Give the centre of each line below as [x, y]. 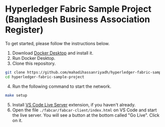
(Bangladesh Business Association [78, 19]
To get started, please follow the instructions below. [57, 43]
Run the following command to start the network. [62, 86]
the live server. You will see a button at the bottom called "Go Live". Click [86, 115]
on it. [17, 120]
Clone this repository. [34, 63]
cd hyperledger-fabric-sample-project [45, 77]
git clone [15, 72]
